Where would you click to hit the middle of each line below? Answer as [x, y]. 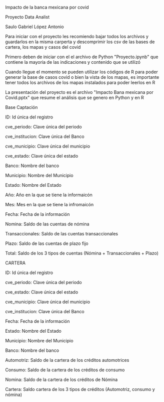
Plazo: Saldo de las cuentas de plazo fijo [47, 243]
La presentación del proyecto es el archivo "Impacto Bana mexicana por [79, 92]
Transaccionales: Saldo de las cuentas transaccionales [62, 234]
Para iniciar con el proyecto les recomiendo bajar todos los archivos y [77, 36]
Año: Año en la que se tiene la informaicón [49, 195]
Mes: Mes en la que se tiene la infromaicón [49, 205]
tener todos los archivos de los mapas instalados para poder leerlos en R [80, 83]
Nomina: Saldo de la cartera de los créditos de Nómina [61, 379]
